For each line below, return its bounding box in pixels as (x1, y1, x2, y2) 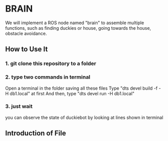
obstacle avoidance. (5, 30, 47, 36)
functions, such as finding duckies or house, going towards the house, (5, 25, 151, 31)
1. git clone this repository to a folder (5, 60, 97, 67)
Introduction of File (5, 129, 66, 137)
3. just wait (5, 103, 33, 110)
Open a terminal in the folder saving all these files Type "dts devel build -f (5, 85, 158, 91)
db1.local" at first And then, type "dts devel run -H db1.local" (10, 90, 135, 96)
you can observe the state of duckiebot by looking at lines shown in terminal (5, 114, 163, 120)
